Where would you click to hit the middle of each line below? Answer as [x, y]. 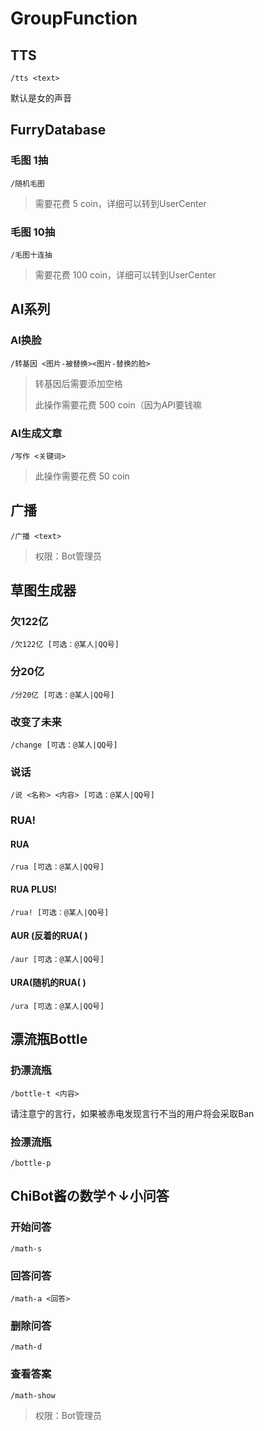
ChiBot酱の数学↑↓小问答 [90, 1196]
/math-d [26, 1347]
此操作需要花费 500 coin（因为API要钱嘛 [118, 404]
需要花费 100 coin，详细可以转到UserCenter [125, 274]
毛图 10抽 [33, 232]
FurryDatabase [58, 130]
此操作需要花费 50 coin [82, 476]
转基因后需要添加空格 [78, 383]
